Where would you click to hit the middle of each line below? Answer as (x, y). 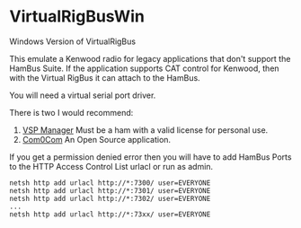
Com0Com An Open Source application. (97, 139)
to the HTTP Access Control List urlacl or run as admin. (111, 166)
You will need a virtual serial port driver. (83, 95)
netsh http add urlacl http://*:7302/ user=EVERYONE (110, 198)
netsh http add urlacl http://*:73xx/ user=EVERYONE (110, 214)
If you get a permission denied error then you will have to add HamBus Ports (150, 157)
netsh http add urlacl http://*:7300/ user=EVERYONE (110, 183)
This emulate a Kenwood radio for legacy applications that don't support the (150, 58)
